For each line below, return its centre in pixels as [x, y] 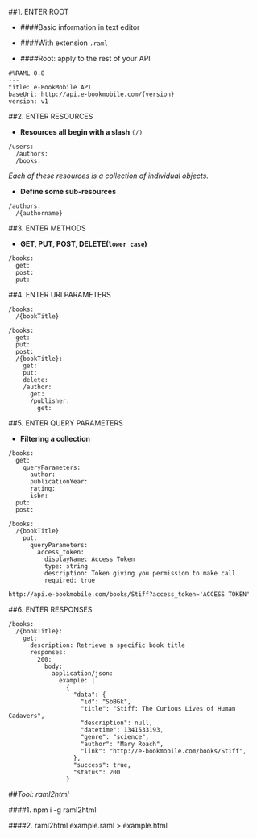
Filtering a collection [55, 439]
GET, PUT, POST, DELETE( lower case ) [83, 244]
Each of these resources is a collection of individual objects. [109, 176]
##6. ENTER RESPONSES [50, 609]
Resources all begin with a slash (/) [81, 132]
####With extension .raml [64, 43]
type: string [66, 566]
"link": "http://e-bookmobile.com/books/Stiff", [164, 751]
